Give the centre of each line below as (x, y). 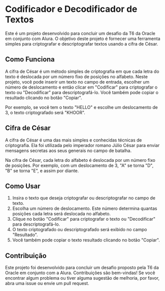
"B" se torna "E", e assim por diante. (42, 170)
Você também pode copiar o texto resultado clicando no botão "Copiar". (86, 240)
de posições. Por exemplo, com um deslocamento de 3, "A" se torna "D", (79, 165)
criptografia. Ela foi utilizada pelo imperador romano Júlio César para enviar (82, 145)
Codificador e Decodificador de (71, 9)
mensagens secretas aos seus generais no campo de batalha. (68, 150)
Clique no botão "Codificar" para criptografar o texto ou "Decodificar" (84, 219)
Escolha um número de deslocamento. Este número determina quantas (85, 208)
